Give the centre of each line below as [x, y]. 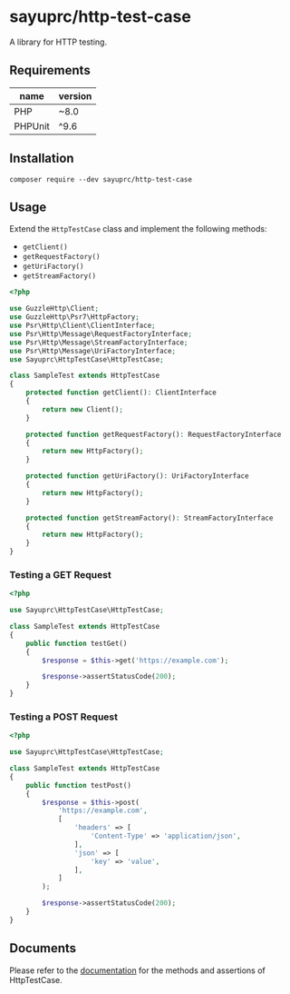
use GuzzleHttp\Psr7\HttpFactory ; [75, 317]
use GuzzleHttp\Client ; [54, 309]
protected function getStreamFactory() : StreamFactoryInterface [150, 518]
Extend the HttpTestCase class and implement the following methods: [138, 229]
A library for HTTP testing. [58, 42]
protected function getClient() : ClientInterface [121, 393]
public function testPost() [78, 785]
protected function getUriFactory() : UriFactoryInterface [137, 476]
